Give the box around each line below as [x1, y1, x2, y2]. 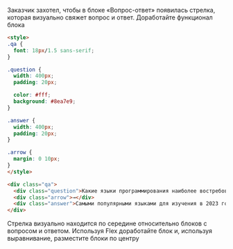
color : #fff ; [13, 92, 51, 99]
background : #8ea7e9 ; [13, 98, 76, 105]
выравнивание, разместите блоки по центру [7, 234, 140, 243]
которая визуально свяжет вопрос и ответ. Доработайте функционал [7, 13, 213, 22]
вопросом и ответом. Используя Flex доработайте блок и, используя [7, 227, 213, 235]
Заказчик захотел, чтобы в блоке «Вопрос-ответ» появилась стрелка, [7, 6, 216, 14]
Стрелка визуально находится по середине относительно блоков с [7, 219, 207, 228]
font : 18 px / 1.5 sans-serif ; [13, 47, 95, 54]
